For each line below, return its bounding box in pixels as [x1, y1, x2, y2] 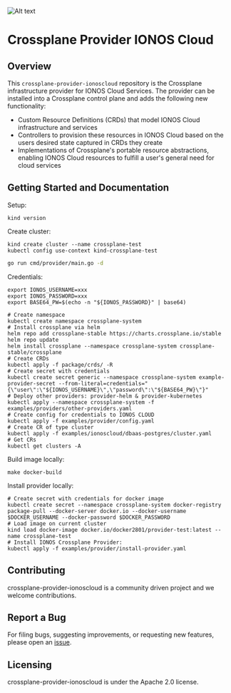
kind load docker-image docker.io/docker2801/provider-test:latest [7, 526, 212, 533]
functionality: [7, 102, 46, 110]
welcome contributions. [7, 591, 77, 600]
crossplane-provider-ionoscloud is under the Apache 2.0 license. [7, 678, 199, 687]
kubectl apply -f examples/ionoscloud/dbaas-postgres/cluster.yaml [7, 430, 212, 437]
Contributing [7, 565, 66, 577]
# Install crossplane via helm [7, 323, 101, 331]
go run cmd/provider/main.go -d [7, 259, 103, 267]
